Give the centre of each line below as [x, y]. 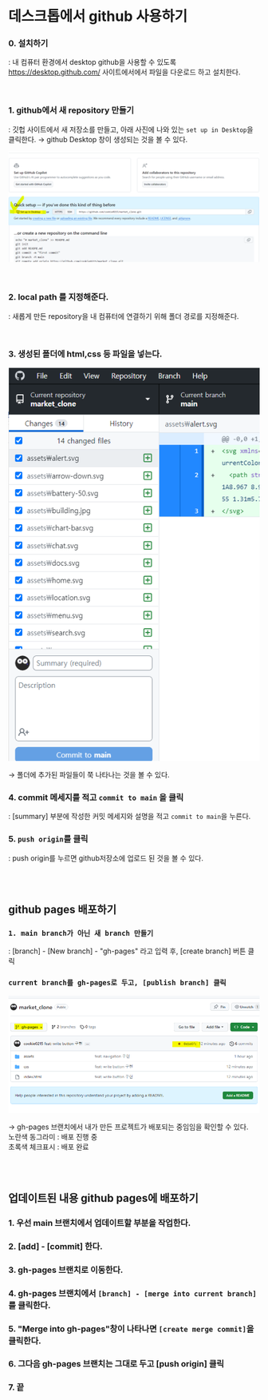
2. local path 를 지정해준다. [59, 297]
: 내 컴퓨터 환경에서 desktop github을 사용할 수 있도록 [93, 62]
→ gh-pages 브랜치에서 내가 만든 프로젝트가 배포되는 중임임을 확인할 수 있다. [128, 1127]
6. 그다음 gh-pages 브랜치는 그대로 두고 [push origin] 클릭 [116, 1364]
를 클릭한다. [30, 1305]
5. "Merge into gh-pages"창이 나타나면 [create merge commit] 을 [131, 1329]
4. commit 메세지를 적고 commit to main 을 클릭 [96, 797]
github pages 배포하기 [63, 910]
